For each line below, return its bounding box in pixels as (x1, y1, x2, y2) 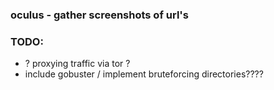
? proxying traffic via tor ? (24, 58, 131, 70)
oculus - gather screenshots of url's (10, 8, 189, 22)
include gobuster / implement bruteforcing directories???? (24, 68, 264, 80)
